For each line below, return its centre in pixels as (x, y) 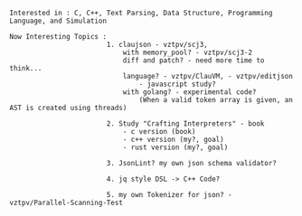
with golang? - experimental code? (189, 92)
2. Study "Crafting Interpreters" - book (185, 124)
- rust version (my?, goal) (175, 147)
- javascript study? (178, 84)
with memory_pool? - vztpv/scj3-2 (188, 52)
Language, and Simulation (58, 21)
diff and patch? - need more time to (193, 61)
